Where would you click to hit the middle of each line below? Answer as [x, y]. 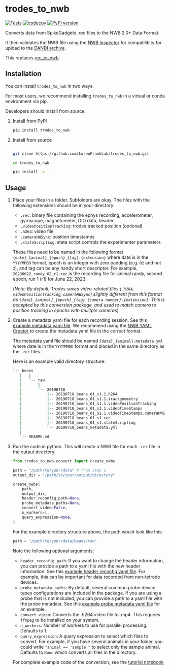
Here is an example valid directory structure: [59, 361]
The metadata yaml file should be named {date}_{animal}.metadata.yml [88, 341]
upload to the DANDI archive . [36, 48]
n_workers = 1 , [36, 513]
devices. [29, 582]
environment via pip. [27, 101]
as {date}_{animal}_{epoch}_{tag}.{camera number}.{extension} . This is [89, 299]
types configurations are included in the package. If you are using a [91, 593]
